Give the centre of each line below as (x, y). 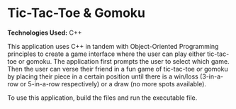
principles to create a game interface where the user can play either (106, 54)
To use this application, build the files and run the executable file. (102, 98)
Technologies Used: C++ (45, 33)
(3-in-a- (212, 76)
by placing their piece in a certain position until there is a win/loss (103, 76)
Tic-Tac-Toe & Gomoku (77, 13)
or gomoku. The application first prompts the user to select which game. (124, 61)
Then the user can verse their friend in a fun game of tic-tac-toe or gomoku (118, 69)
